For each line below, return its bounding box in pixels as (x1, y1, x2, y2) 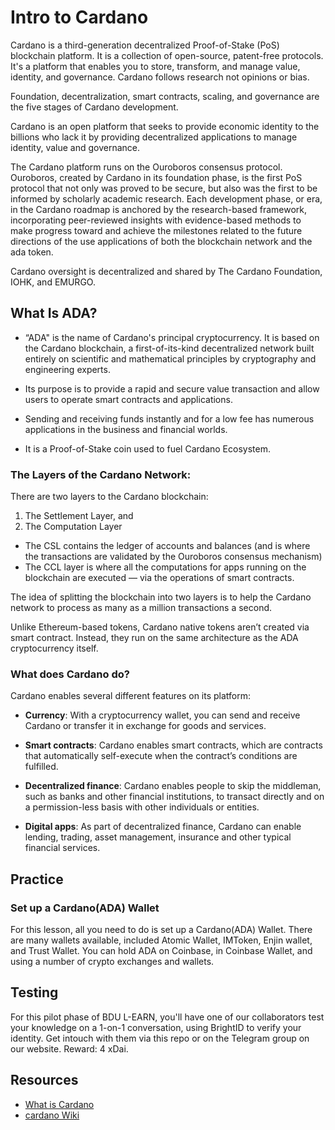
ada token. (10, 246, 54, 258)
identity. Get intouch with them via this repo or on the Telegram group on (10, 1032, 310, 1044)
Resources (10, 1072, 79, 1089)
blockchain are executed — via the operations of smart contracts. (24, 572, 295, 584)
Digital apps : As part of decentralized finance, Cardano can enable (24, 821, 302, 833)
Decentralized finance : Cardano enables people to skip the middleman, (24, 780, 322, 792)
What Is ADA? (10, 305, 98, 322)
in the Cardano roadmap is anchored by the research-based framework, (10, 203, 308, 215)
